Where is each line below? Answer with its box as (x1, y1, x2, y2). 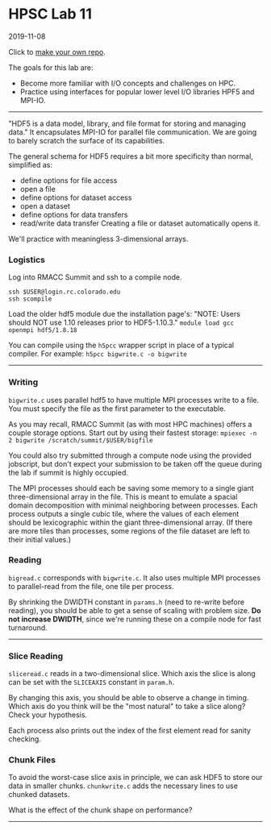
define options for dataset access (19, 193, 132, 202)
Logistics (8, 254, 46, 265)
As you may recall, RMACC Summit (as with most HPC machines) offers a (8, 419, 252, 429)
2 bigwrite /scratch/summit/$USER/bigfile (8, 436, 153, 444)
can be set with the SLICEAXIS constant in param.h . (8, 678, 175, 687)
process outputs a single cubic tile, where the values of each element (8, 508, 240, 518)
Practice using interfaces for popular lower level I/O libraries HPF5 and (19, 86, 255, 97)
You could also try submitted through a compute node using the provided (8, 450, 252, 460)
